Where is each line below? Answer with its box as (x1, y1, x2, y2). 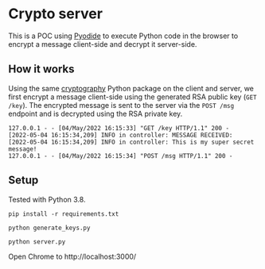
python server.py (8, 237, 66, 246)
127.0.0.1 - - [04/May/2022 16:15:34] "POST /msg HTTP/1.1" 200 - (8, 152, 233, 159)
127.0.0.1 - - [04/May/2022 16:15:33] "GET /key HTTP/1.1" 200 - (8, 124, 229, 132)
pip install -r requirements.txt (8, 209, 119, 218)
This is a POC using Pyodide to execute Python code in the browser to (8, 31, 239, 40)
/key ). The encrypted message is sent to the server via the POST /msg (8, 100, 235, 110)
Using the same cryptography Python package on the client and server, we (8, 83, 255, 93)
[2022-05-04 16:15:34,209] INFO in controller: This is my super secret (8, 138, 255, 146)
